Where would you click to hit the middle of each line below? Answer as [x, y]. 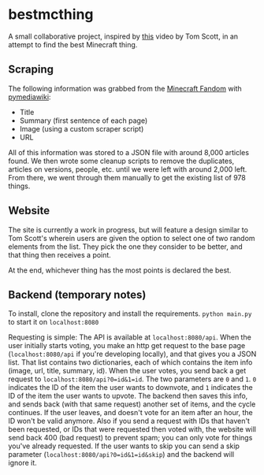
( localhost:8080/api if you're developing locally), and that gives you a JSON [132, 354]
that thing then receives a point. [60, 254]
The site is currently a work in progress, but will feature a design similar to [128, 229]
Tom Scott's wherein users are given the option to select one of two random [132, 238]
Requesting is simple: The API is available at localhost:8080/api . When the [130, 337]
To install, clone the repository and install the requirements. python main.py [130, 314]
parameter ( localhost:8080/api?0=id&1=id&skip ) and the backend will [121, 455]
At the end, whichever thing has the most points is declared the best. [120, 270]
